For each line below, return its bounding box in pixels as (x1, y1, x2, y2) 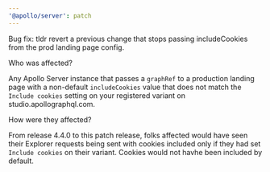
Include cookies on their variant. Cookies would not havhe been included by (8, 147, 263, 157)
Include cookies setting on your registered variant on (8, 90, 185, 100)
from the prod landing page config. (8, 42, 125, 52)
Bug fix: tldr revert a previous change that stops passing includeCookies (8, 34, 248, 43)
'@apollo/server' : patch (8, 11, 92, 20)
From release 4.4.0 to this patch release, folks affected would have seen (8, 130, 248, 140)
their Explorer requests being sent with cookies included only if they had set (8, 138, 261, 149)
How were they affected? (8, 114, 92, 125)
